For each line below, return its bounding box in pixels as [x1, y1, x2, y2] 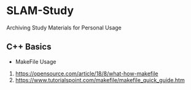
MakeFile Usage [15, 58, 57, 65]
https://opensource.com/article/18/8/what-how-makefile [15, 70, 158, 77]
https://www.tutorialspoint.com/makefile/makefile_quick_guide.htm [15, 76, 185, 83]
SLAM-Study [6, 4, 74, 18]
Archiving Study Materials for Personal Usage [6, 24, 122, 31]
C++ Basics [6, 42, 52, 52]
